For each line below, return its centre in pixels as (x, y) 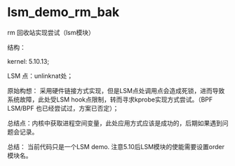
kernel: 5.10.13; (28, 61)
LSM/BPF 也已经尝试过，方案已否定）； (63, 108)
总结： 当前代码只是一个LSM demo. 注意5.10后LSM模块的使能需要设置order (116, 146)
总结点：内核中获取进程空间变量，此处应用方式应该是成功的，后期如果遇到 (115, 123)
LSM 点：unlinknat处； (40, 76)
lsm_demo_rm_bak (63, 12)
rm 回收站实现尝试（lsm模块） (51, 32)
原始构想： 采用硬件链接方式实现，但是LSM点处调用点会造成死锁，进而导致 (116, 90)
